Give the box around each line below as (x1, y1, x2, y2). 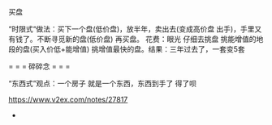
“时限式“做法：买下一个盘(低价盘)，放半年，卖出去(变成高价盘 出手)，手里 (8, 24, 255, 34)
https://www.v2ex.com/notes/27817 (8, 95, 128, 104)
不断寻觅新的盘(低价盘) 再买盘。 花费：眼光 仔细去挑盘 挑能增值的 (36, 35, 257, 44)
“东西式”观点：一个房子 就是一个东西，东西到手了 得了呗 (8, 79, 197, 88)
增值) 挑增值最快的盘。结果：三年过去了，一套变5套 (72, 44, 245, 54)
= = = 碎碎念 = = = (8, 61, 71, 71)
